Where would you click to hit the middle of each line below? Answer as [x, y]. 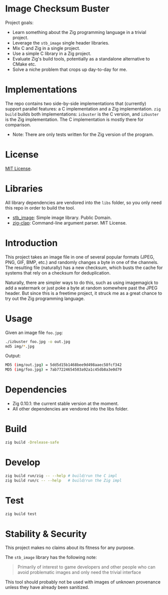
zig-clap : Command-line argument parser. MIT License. [69, 222]
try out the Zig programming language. [45, 298]
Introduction [31, 243]
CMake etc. [24, 64]
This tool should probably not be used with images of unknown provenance [83, 582]
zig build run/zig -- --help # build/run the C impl [61, 475]
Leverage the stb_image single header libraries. [61, 42]
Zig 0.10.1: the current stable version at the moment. [65, 403]
